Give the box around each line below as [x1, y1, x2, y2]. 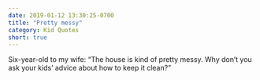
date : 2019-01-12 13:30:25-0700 [8, 11, 114, 20]
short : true [8, 33, 47, 42]
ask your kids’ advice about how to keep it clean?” [8, 64, 172, 73]
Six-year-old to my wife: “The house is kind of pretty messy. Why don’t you [8, 55, 252, 64]
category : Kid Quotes [8, 26, 80, 34]
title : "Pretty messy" [8, 19, 83, 27]
